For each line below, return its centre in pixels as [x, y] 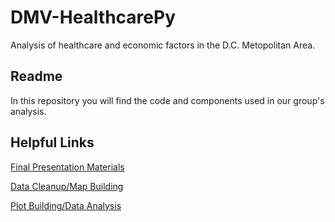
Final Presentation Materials [67, 167]
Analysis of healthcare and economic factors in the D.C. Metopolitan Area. [163, 45]
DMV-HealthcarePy [93, 17]
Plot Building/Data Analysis [66, 205]
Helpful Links [52, 142]
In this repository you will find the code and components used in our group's [167, 100]
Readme [36, 76]
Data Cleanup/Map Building [67, 186]
